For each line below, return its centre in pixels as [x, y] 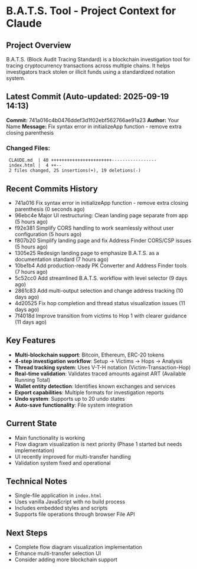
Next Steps [27, 533]
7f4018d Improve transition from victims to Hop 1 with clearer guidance [101, 315]
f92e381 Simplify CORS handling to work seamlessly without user [94, 228]
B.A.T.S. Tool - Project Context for [91, 11]
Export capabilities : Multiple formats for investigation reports [89, 392]
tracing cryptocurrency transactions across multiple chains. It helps [88, 66]
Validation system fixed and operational [63, 463]
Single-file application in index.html [58, 496]
